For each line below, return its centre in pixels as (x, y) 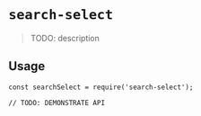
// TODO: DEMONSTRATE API (57, 103)
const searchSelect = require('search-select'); (101, 87)
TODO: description (65, 38)
